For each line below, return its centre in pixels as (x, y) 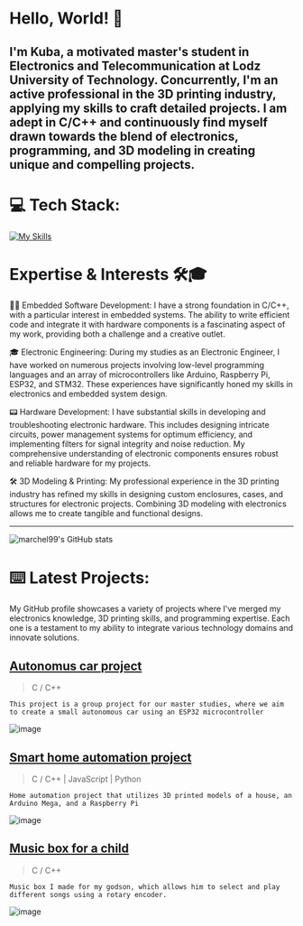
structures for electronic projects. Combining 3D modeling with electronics (148, 504)
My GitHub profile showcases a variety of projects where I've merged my (145, 609)
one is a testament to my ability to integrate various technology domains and (151, 628)
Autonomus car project (76, 666)
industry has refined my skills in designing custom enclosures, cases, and (147, 495)
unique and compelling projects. (102, 165)
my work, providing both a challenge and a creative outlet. (117, 334)
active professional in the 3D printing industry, (143, 94)
